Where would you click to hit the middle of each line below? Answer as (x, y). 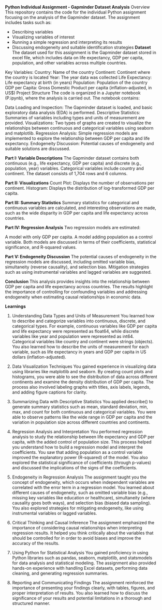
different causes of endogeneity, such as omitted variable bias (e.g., (80, 493)
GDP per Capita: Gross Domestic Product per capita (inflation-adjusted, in (79, 88)
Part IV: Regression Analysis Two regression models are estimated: (73, 227)
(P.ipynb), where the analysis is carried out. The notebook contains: (73, 98)
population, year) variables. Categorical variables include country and (74, 168)
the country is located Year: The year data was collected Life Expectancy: (78, 77)
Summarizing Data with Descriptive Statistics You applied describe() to (82, 402)
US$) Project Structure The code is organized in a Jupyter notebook (73, 93)
